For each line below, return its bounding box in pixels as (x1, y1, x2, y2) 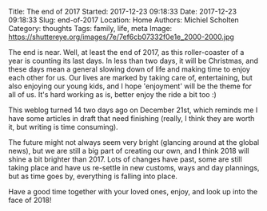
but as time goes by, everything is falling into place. (8, 171, 178, 181)
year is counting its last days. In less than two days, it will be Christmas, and (8, 56, 258, 65)
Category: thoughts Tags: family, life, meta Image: (8, 24, 173, 33)
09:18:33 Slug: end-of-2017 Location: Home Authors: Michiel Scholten (8, 15, 240, 25)
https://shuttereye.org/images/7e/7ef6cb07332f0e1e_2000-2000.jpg (8, 32, 234, 41)
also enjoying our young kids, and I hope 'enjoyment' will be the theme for (8, 81, 252, 91)
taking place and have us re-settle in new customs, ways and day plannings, (8, 163, 260, 172)
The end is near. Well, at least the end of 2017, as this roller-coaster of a (8, 48, 245, 57)
